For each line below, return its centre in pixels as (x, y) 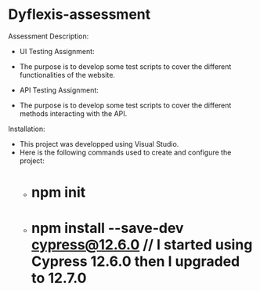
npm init (58, 193)
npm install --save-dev (107, 228)
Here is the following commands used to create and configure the (125, 152)
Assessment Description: (49, 36)
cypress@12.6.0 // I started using (142, 245)
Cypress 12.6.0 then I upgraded (135, 262)
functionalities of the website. (67, 75)
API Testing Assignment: (59, 90)
